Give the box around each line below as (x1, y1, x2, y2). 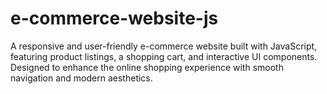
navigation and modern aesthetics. (10, 72, 153, 84)
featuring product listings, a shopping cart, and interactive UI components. (10, 50, 318, 62)
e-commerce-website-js (10, 7, 219, 30)
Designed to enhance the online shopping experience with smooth (10, 61, 284, 73)
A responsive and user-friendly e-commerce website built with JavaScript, (10, 40, 318, 52)
